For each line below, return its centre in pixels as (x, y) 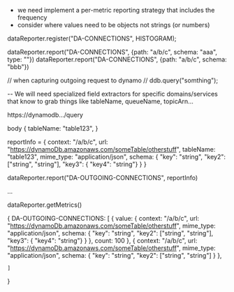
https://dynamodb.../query (45, 115)
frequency (32, 17)
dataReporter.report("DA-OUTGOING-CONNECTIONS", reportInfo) (103, 178)
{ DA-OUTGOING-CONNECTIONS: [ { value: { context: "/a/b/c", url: (103, 218)
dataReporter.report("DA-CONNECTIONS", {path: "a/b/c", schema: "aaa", (112, 52)
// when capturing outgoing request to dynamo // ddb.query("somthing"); (113, 80)
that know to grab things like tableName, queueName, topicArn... (100, 101)
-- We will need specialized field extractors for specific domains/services (113, 94)
